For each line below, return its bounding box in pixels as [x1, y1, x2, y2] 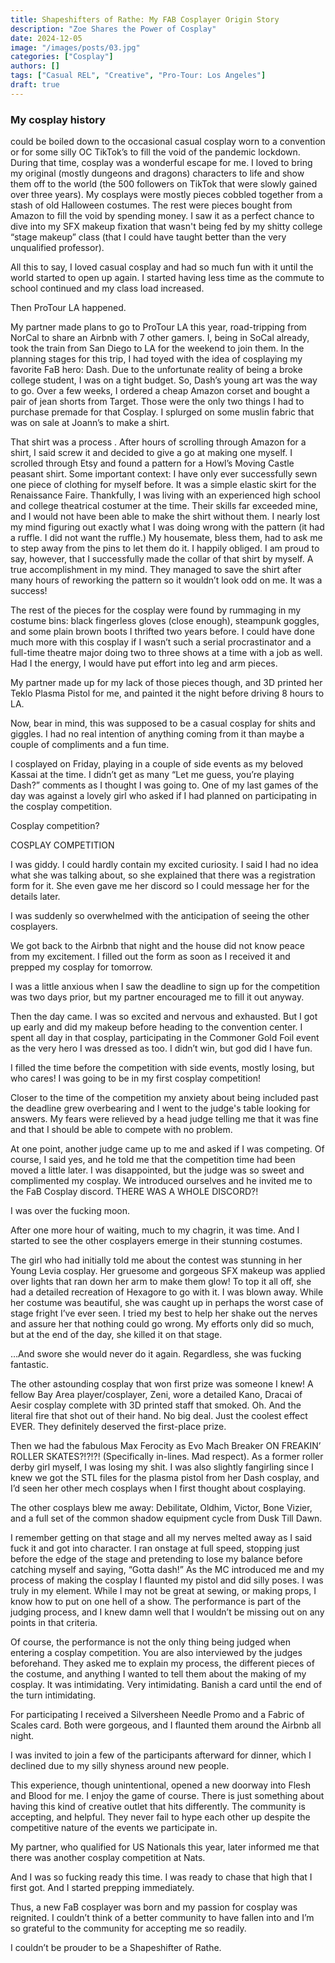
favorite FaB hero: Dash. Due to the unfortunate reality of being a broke [10, 364, 303, 376]
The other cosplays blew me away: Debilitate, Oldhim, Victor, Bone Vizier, [10, 1502, 313, 1514]
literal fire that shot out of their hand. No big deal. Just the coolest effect [10, 1410, 308, 1422]
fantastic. [10, 1359, 49, 1371]
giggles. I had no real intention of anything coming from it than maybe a [10, 728, 305, 740]
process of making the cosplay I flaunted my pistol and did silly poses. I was [10, 1574, 324, 1586]
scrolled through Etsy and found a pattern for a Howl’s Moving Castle [10, 457, 295, 470]
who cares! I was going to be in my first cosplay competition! [10, 1072, 262, 1085]
